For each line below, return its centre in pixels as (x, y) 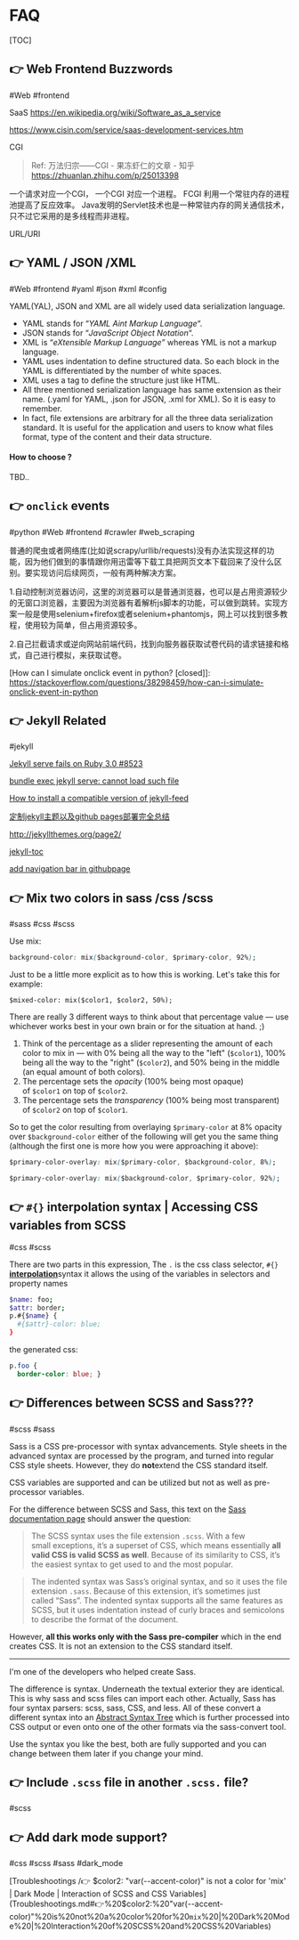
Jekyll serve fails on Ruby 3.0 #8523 (76, 764)
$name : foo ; (31, 1299)
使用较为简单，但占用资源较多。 (83, 625)
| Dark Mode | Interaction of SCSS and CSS (88, 1894)
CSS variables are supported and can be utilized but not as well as (131, 1482)
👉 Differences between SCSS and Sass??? (132, 1403)
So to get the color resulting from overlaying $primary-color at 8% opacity (146, 1127)
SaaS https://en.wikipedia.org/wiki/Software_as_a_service (115, 112)
